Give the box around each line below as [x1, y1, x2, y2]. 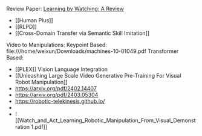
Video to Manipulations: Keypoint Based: [6, 42, 108, 48]
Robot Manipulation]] [15, 78, 68, 85]
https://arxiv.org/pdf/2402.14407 [15, 85, 97, 92]
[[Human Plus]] [15, 17, 53, 23]
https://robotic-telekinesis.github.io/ [15, 97, 105, 105]
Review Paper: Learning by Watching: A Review [6, 5, 124, 12]
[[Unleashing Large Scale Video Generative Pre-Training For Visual [15, 72, 181, 79]
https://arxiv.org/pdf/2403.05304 [15, 91, 99, 98]
